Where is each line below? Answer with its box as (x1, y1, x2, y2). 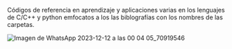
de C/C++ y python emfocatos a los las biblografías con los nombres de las (7, 13, 224, 21)
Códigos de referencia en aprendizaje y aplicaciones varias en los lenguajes (7, 6, 225, 14)
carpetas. (7, 21, 35, 28)
